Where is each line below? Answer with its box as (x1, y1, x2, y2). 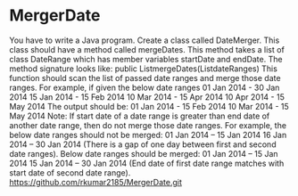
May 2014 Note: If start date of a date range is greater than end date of (9, 110, 270, 121)
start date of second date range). (9, 167, 131, 178)
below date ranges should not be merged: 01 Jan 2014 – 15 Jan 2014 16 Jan (9, 129, 287, 140)
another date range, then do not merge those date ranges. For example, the (9, 119, 287, 130)
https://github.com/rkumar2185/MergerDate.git (9, 176, 183, 187)
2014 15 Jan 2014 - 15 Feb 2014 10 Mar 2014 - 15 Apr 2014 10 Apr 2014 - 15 (9, 91, 286, 102)
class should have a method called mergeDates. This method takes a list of (9, 44, 286, 54)
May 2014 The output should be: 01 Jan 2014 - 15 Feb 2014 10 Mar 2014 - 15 (9, 101, 290, 111)
